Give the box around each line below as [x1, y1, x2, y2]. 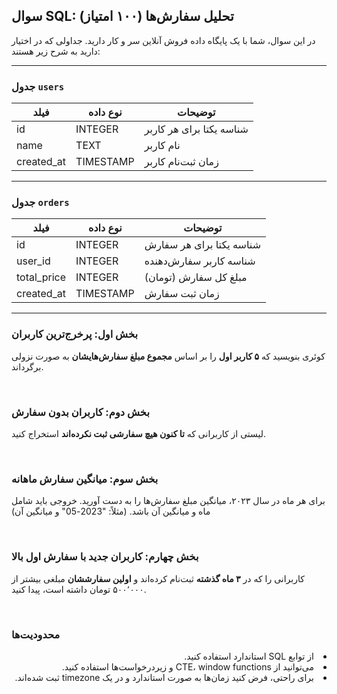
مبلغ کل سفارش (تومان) [144, 270, 248, 284]
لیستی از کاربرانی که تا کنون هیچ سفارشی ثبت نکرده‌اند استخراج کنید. [11, 428, 267, 439]
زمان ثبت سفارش [144, 287, 220, 301]
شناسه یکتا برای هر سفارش [144, 238, 262, 252]
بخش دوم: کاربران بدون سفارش [11, 405, 150, 419]
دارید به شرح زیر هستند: [11, 45, 101, 57]
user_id [16, 254, 51, 268]
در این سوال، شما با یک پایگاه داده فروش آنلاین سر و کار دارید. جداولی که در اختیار [11, 34, 316, 46]
